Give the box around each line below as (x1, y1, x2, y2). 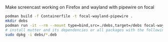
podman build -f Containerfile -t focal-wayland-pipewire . (5, 14, 133, 19)
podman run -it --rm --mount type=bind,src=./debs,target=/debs (5, 23, 142, 28)
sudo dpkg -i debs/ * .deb (5, 32, 57, 37)
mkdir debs (5, 18, 28, 23)
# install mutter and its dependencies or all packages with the (5, 27, 144, 33)
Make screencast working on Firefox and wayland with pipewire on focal (5, 4, 154, 10)
